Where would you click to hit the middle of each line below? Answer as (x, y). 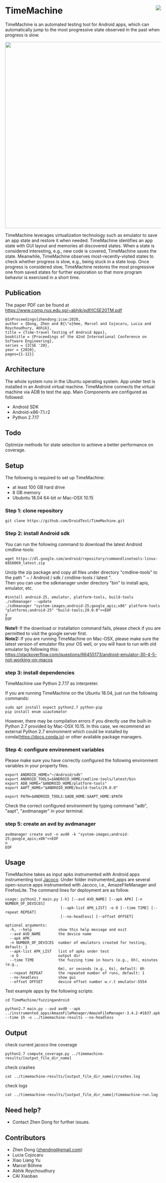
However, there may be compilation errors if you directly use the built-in (78, 721)
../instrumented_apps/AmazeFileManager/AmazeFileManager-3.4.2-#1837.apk (83, 1013)
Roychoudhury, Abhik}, (28, 328)
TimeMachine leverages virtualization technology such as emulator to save (81, 235)
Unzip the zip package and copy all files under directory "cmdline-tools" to (81, 572)
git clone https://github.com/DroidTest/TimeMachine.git (65, 521)
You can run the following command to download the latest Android (74, 544)
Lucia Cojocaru (28, 1155)
